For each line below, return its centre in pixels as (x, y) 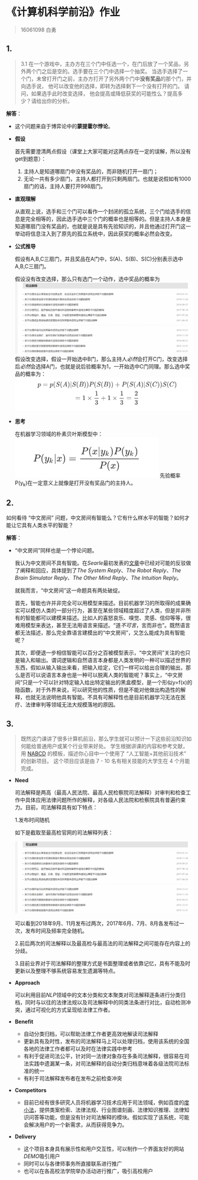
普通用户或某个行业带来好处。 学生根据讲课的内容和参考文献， (112, 746)
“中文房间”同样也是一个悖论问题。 (56, 551)
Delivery (25, 1136)
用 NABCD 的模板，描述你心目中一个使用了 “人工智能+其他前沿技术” (103, 753)
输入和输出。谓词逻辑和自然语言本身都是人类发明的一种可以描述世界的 (105, 660)
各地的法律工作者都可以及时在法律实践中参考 (78, 1048)
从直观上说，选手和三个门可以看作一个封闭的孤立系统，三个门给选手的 (100, 211)
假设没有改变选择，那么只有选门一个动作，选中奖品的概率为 (87, 279)
